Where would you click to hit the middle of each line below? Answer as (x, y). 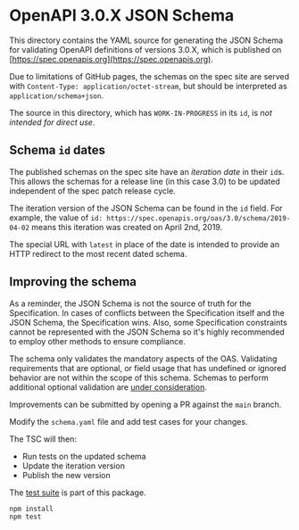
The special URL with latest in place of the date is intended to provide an (144, 244)
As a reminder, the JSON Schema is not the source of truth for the (130, 303)
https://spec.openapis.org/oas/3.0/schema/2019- (199, 218)
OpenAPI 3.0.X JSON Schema (122, 16)
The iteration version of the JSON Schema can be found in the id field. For (146, 208)
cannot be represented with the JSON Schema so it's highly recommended (147, 332)
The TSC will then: (43, 439)
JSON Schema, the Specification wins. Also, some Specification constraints (148, 322)
